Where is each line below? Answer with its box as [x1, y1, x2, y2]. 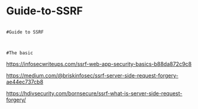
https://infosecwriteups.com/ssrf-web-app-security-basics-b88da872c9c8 [6, 60, 192, 67]
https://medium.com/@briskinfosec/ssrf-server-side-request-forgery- [6, 71, 179, 79]
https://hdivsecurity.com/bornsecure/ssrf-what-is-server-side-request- [6, 89, 183, 96]
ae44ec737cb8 [6, 78, 44, 85]
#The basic [6, 49, 33, 56]
